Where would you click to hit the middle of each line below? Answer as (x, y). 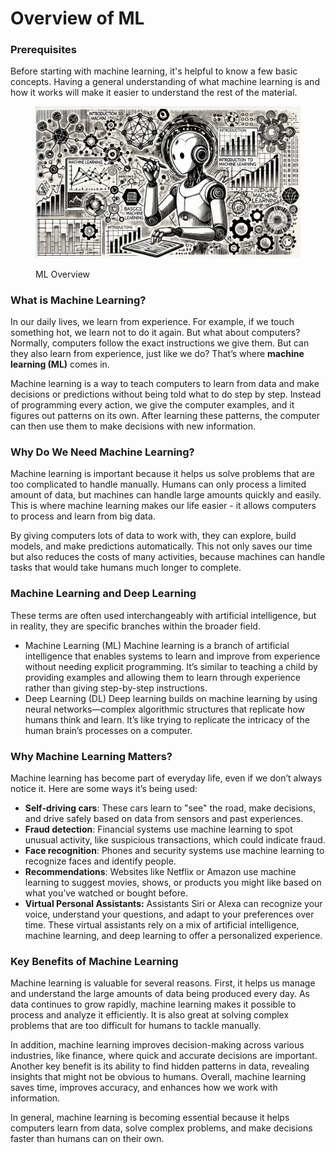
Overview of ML (77, 18)
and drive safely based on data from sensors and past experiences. (164, 818)
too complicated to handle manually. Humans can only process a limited (158, 484)
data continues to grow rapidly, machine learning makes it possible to (153, 1004)
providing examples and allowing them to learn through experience (162, 677)
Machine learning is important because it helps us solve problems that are (162, 474)
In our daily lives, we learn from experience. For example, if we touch (152, 321)
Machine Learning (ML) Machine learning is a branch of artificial (157, 645)
